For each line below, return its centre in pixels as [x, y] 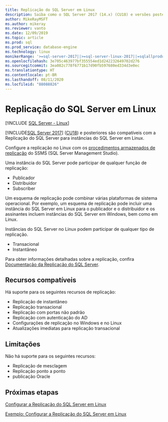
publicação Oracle [31, 376]
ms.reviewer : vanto [25, 29]
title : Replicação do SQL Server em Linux [50, 10]
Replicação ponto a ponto [39, 371]
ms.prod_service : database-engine [41, 47]
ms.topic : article [24, 38]
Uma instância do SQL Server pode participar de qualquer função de [76, 163]
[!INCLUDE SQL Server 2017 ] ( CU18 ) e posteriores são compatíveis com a [80, 133]
